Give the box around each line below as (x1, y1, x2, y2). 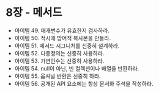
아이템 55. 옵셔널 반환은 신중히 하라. (14, 72, 102, 80)
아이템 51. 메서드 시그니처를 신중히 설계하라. (14, 42, 120, 49)
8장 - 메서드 (6, 5, 62, 19)
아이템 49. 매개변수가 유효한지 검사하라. (14, 27, 110, 34)
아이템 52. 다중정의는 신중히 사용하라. (14, 49, 105, 57)
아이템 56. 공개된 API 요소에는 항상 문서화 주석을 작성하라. (14, 80, 153, 87)
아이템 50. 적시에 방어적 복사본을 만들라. (14, 34, 111, 41)
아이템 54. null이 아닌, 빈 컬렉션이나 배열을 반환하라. (14, 64, 139, 72)
